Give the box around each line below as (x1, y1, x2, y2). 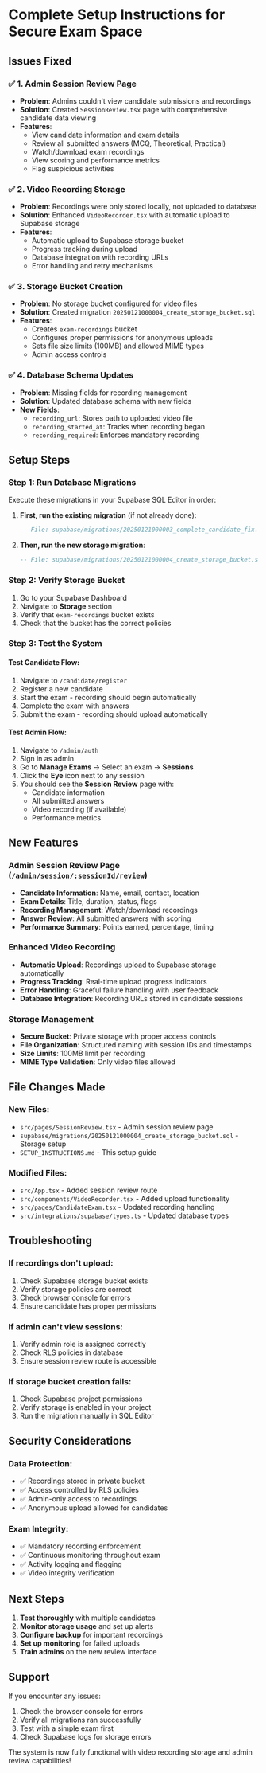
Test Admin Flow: (8, 727, 67, 738)
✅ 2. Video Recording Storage (8, 183, 125, 194)
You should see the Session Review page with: (19, 779, 175, 789)
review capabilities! (8, 1755, 71, 1765)
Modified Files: (8, 1167, 67, 1178)
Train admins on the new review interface (19, 1647, 157, 1657)
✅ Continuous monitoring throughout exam (19, 1551, 160, 1560)
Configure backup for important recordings (19, 1630, 164, 1640)
